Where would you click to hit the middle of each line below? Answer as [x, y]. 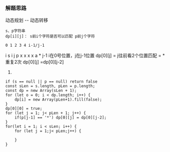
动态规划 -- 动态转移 [27, 20]
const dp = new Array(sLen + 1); [41, 91]
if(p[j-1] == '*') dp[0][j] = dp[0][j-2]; [61, 118]
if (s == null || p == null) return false [51, 82]
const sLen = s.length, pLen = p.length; [50, 86]
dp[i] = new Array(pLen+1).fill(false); [58, 100]
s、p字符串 [15, 31]
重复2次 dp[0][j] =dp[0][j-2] [35, 62]
